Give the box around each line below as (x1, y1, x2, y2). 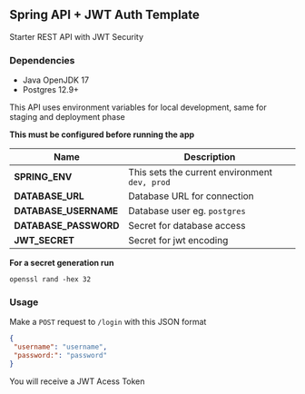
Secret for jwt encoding (128, 234, 229, 247)
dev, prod (128, 177, 171, 188)
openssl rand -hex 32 (9, 275, 92, 284)
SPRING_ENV (14, 171, 73, 183)
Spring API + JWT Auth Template (9, 7, 200, 23)
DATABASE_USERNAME (14, 204, 119, 217)
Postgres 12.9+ (22, 84, 80, 95)
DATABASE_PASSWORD (14, 220, 120, 232)
